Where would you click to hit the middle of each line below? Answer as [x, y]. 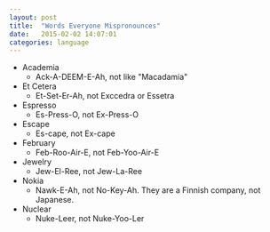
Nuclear [36, 209]
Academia [40, 68]
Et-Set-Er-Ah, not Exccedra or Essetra [105, 96]
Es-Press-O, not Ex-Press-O [87, 115]
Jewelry [36, 162]
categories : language [49, 42]
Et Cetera [39, 86]
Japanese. [55, 200]
